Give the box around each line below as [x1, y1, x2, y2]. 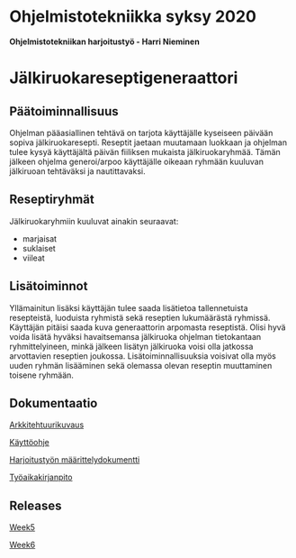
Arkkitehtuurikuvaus [9, 419, 85, 430]
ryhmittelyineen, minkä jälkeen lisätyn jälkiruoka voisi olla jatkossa [9, 341, 254, 352]
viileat [22, 252, 45, 263]
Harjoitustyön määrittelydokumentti [9, 454, 140, 465]
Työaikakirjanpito [9, 471, 73, 483]
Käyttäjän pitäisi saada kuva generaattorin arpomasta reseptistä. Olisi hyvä [9, 322, 286, 333]
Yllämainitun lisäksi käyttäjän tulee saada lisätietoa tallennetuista [9, 302, 249, 313]
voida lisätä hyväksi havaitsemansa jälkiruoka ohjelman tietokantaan [9, 331, 262, 342]
